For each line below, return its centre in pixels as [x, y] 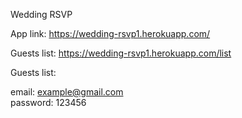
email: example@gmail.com [67, 92]
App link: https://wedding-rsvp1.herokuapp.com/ [110, 33]
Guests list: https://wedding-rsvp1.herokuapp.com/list [121, 53]
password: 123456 [48, 102]
